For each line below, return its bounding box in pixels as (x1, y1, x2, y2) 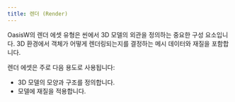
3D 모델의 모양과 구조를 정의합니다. (17, 78, 115, 87)
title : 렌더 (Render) (7, 10, 69, 18)
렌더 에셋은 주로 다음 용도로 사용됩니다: (7, 63, 115, 71)
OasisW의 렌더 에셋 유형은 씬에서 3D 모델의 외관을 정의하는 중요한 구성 (7, 30, 204, 39)
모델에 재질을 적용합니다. (17, 87, 86, 95)
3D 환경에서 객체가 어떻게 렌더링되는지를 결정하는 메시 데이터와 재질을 (16, 39, 210, 48)
